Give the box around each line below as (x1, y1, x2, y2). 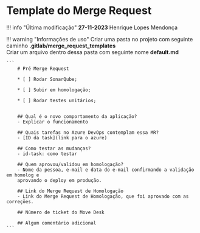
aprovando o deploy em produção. (17, 177, 102, 183)
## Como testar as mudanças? (17, 145, 91, 151)
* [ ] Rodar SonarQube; (17, 76, 78, 82)
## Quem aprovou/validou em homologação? (17, 161, 123, 167)
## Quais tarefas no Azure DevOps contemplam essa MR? (17, 129, 159, 136)
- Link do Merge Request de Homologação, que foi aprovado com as (17, 193, 189, 200)
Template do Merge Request (6, 4, 152, 18)
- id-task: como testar (17, 150, 78, 157)
